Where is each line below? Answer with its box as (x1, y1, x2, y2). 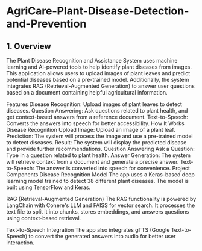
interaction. (6, 239, 35, 246)
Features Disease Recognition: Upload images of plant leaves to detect (6, 101, 183, 108)
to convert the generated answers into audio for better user (28, 233, 176, 240)
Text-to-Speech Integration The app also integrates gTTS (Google (6, 226, 170, 233)
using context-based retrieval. (6, 215, 81, 222)
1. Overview (6, 41, 51, 51)
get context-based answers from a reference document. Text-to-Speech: (6, 113, 188, 120)
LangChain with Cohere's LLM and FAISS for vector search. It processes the (6, 202, 195, 209)
